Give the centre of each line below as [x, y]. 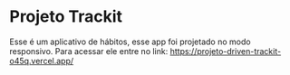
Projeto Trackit [66, 17]
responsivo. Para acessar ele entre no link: [89, 51]
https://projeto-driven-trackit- [226, 51]
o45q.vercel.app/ [42, 61]
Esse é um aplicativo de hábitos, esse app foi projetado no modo [130, 42]
